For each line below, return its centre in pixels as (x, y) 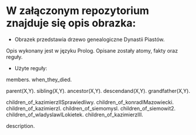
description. (20, 126)
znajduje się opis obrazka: (71, 23)
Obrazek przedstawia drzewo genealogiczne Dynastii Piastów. (90, 39)
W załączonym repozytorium (78, 11)
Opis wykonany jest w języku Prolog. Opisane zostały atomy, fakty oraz (92, 50)
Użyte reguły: (31, 68)
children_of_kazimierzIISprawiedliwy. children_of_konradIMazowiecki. (90, 102)
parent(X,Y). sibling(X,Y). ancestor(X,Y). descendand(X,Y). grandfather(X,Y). (98, 91)
